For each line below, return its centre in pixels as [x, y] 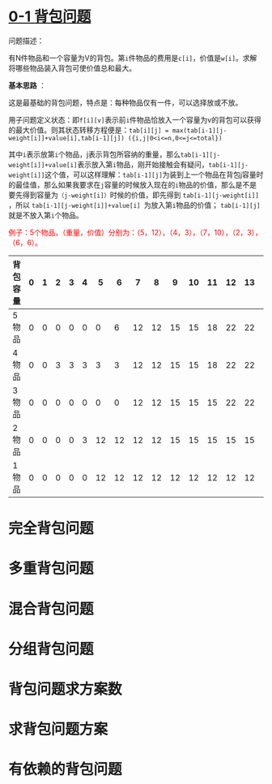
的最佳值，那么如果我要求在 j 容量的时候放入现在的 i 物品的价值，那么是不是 [133, 184]
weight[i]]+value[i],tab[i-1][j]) [67, 138]
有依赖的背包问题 [66, 770]
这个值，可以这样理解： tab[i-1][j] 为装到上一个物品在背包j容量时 [154, 174]
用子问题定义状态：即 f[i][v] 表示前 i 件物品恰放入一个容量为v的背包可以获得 [135, 119]
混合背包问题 [51, 609]
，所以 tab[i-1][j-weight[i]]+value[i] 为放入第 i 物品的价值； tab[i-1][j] [134, 205]
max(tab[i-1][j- [200, 131]
